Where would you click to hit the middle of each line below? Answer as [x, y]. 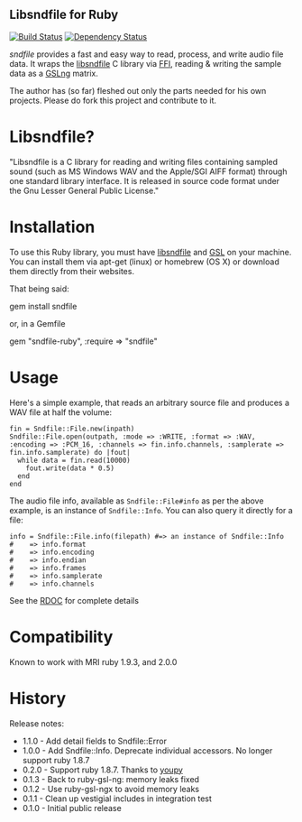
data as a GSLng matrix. [54, 73]
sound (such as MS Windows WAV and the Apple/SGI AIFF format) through [148, 171]
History [38, 698]
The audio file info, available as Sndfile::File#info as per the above [137, 501]
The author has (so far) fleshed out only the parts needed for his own [138, 90]
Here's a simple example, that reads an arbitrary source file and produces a [150, 402]
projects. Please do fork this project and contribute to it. [113, 100]
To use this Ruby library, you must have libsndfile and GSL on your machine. [151, 252]
